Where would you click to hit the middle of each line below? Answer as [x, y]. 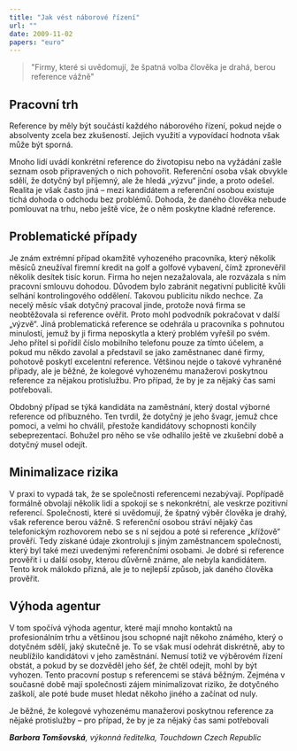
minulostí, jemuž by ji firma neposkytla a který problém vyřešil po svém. [140, 333]
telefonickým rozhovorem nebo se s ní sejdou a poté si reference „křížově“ [145, 531]
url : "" [23, 26]
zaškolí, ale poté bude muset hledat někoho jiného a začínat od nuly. [133, 693]
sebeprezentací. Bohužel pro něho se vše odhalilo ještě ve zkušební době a [147, 435]
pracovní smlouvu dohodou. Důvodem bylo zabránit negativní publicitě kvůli [147, 286]
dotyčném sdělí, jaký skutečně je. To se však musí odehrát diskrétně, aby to [147, 646]
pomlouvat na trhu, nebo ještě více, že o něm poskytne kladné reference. [142, 209]
